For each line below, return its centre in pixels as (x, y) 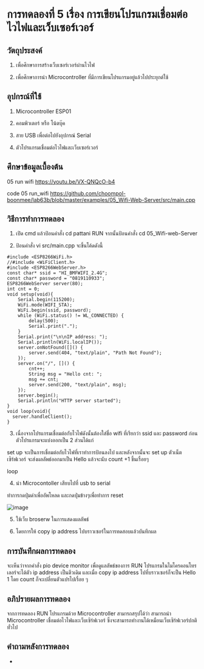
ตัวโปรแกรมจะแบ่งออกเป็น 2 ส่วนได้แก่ (55, 440)
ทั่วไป (12, 627)
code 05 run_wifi (28, 193)
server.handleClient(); (42, 417)
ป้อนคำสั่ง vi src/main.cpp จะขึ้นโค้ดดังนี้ (59, 246)
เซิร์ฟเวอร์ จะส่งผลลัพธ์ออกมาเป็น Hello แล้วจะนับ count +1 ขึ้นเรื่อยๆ (78, 459)
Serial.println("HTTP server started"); (70, 401)
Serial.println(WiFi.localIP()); (60, 342)
